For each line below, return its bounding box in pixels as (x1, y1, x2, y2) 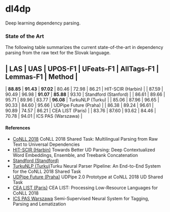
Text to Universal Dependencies (12, 141, 80, 148)
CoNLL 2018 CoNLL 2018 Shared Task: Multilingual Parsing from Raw (12, 136, 158, 142)
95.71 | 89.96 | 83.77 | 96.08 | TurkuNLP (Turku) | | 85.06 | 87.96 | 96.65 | (5, 97, 159, 103)
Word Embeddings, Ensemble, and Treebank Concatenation (12, 152, 138, 158)
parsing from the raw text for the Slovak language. (5, 49, 111, 56)
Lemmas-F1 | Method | (5, 72, 78, 81)
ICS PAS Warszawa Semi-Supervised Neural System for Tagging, (12, 196, 149, 202)
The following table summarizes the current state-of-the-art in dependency (5, 44, 164, 50)
